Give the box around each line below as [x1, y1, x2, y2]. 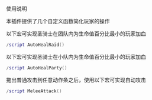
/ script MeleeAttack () [6, 88, 62, 94]
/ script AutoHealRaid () [6, 42, 65, 48]
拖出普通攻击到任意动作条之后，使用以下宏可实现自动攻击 [6, 76, 146, 84]
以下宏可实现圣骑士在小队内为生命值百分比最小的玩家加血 [6, 53, 146, 60]
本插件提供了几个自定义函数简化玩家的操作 [6, 18, 110, 25]
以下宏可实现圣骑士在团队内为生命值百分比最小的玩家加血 [6, 30, 146, 37]
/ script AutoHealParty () [6, 65, 67, 71]
